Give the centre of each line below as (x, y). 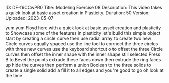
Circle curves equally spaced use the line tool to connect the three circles (82, 44)
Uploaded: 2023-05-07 (30, 18)
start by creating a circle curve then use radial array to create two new (78, 38)
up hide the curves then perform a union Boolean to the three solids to (78, 65)
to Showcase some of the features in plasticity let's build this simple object (83, 33)
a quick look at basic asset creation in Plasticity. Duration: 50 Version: (77, 13)
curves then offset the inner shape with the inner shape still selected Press (83, 54)
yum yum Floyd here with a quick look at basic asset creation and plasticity (83, 28)
